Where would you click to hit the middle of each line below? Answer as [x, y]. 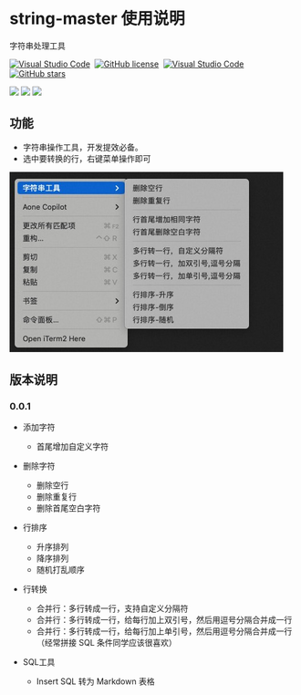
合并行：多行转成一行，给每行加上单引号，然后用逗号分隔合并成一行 [164, 631]
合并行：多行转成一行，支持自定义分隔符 [112, 608]
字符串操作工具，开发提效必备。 [83, 147]
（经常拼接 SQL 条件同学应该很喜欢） [107, 643]
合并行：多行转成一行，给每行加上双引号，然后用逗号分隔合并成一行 [164, 620]
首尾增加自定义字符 [73, 447]
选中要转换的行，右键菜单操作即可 [87, 158]
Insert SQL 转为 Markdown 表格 [95, 681]
